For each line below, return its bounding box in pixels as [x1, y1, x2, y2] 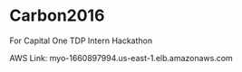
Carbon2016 [9, 5, 105, 26]
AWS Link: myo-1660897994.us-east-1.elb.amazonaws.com [9, 52, 233, 63]
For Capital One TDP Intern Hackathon [9, 35, 152, 46]
